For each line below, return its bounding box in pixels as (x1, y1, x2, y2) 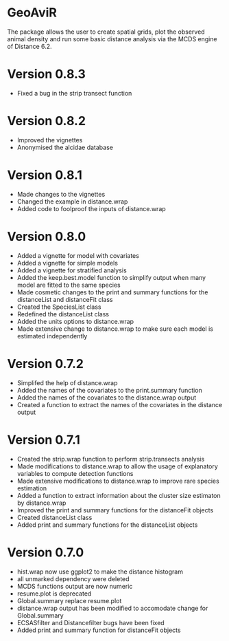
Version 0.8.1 (7, 167, 82, 183)
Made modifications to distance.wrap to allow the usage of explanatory (16, 462, 218, 470)
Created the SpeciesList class (16, 303, 101, 311)
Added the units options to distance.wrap (16, 317, 134, 325)
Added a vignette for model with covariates (16, 251, 139, 259)
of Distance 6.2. (7, 42, 53, 50)
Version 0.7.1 (7, 432, 81, 448)
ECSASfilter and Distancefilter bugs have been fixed (16, 618, 165, 627)
